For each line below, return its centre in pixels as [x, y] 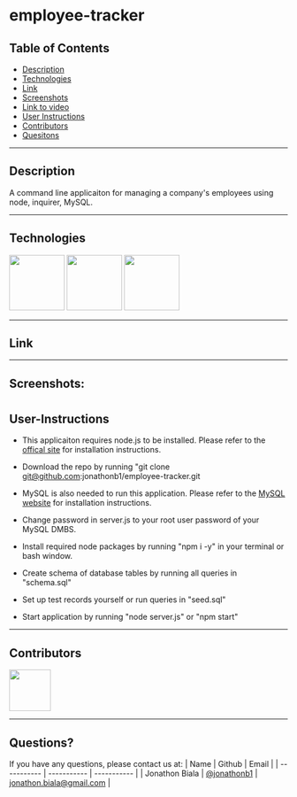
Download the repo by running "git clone [96, 467]
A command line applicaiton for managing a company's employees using [141, 192]
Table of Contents [60, 48]
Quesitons [41, 135]
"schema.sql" [47, 583]
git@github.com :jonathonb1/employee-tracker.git [111, 476]
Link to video [46, 107]
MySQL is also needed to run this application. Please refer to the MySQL [153, 493]
